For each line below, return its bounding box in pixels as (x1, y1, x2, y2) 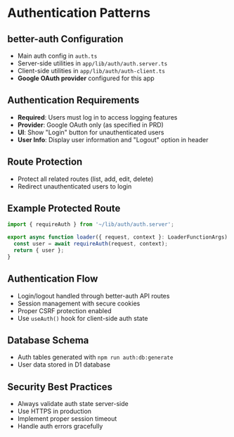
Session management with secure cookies (17, 299, 141, 308)
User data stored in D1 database (17, 360, 111, 369)
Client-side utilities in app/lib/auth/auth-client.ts (17, 67, 165, 75)
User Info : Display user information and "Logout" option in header (17, 135, 209, 144)
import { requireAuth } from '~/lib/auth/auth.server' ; (7, 221, 174, 228)
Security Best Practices (7, 381, 113, 393)
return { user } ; (13, 247, 65, 254)
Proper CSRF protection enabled (17, 306, 112, 315)
